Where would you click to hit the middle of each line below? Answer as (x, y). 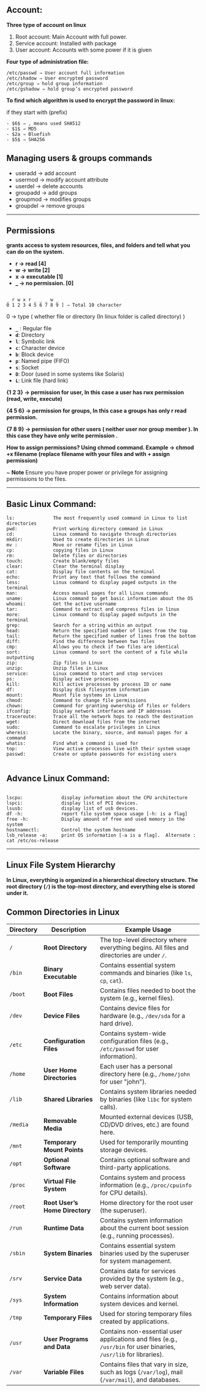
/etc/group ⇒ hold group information (55, 83)
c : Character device (40, 348)
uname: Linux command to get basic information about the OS (100, 599)
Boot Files (58, 994)
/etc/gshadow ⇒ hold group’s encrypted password (70, 89)
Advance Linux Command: (58, 778)
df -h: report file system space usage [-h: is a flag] (97, 814)
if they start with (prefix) (37, 112)
